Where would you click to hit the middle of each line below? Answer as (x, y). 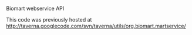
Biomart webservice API (35, 8)
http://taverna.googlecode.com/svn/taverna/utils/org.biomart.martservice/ (96, 26)
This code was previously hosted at (49, 20)
